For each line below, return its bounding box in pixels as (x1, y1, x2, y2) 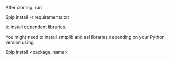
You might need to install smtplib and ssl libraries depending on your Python (5, 34, 165, 40)
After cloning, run (5, 5, 42, 10)
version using (5, 39, 34, 45)
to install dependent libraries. (5, 24, 67, 30)
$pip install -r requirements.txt (5, 14, 69, 20)
